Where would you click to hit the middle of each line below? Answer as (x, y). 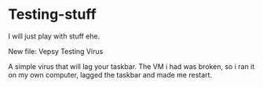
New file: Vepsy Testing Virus (56, 51)
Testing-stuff (52, 14)
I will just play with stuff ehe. (54, 36)
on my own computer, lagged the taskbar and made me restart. (110, 74)
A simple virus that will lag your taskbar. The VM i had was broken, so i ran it (131, 66)
